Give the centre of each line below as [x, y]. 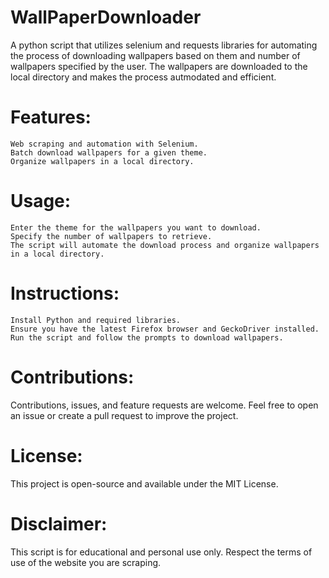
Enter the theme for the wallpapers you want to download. [136, 227]
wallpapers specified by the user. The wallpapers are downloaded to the [159, 66]
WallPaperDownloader [106, 17]
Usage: [41, 201]
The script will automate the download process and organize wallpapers [165, 245]
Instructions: [65, 293]
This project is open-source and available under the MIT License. [144, 483]
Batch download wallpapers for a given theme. [109, 152]
